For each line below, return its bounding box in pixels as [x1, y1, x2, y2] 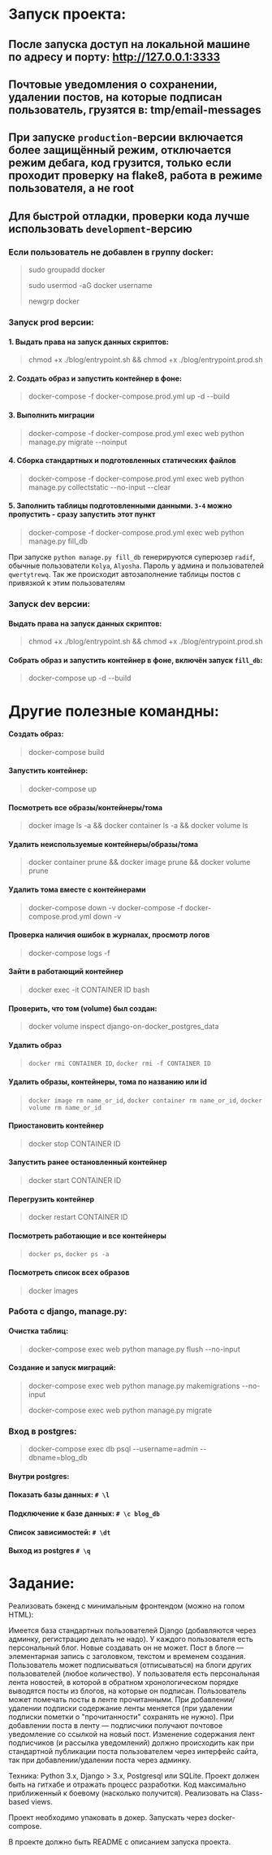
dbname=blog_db [28, 1453, 88, 1463]
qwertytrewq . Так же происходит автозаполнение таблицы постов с [8, 569, 241, 578]
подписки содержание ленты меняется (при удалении [43, 1704, 233, 1713]
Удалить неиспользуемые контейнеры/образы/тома [8, 839, 199, 849]
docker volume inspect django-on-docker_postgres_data [28, 1022, 219, 1032]
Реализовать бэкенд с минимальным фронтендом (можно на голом [8, 1601, 245, 1611]
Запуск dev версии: [8, 598, 91, 609]
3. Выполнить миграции [8, 410, 95, 420]
